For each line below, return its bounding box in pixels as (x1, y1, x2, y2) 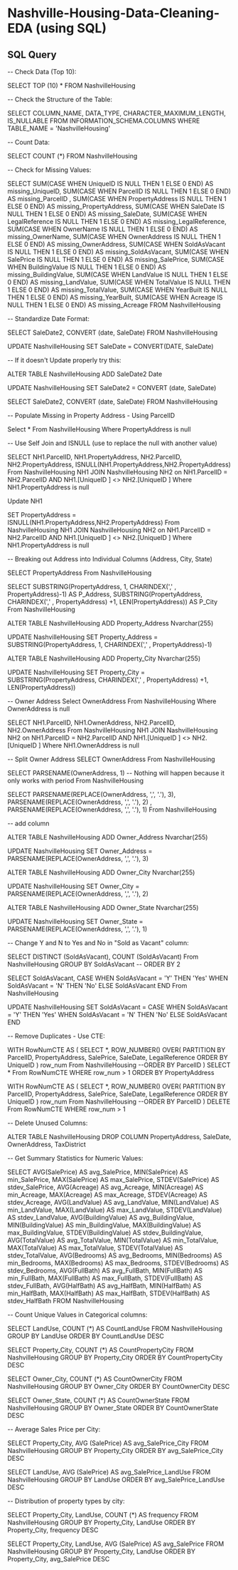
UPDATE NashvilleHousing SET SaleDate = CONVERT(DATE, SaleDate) (7, 342, 215, 350)
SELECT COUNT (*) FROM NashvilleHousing (7, 152, 138, 160)
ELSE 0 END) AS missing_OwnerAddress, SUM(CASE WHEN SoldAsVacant (7, 240, 226, 248)
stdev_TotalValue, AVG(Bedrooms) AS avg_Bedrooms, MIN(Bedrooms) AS (7, 1251, 222, 1260)
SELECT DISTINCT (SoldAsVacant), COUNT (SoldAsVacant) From (7, 952, 199, 961)
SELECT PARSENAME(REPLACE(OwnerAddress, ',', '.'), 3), (7, 790, 176, 798)
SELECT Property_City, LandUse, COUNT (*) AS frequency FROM (7, 1511, 199, 1519)
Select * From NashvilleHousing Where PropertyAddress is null (7, 425, 191, 433)
